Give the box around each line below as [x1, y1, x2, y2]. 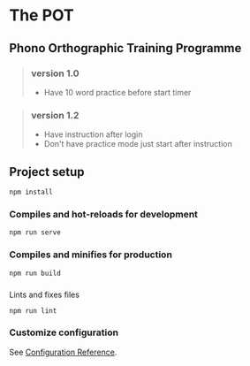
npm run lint [9, 306, 57, 315]
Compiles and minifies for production [9, 248, 172, 261]
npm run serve [9, 228, 62, 237]
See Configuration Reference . [9, 347, 117, 357]
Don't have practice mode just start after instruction [43, 139, 232, 149]
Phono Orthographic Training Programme [9, 41, 242, 56]
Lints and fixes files [9, 289, 80, 300]
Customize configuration [9, 326, 119, 339]
